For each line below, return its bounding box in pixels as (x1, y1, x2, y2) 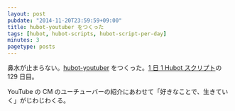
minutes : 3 (7, 37, 40, 44)
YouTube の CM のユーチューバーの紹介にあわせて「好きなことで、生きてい (7, 88, 229, 95)
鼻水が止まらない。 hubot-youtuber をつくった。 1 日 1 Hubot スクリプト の (7, 64, 222, 71)
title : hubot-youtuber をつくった (7, 23, 104, 30)
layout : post (7, 10, 46, 18)
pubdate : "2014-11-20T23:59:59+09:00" (7, 17, 122, 24)
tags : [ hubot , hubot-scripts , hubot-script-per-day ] (7, 30, 167, 37)
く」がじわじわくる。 (7, 96, 70, 105)
